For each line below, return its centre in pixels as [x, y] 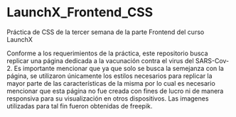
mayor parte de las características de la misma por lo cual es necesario [111, 83]
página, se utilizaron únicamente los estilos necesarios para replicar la [109, 76]
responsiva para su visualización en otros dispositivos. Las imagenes [108, 98]
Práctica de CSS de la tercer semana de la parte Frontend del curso [106, 32]
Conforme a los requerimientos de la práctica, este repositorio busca [107, 53]
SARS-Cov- [212, 60]
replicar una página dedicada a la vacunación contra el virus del [100, 60]
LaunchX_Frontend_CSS [80, 12]
